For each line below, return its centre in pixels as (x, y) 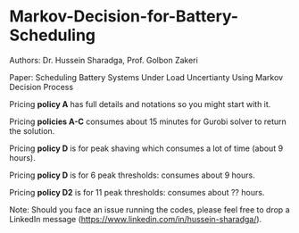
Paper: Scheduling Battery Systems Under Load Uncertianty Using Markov (146, 77)
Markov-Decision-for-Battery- (124, 17)
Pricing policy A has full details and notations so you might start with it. (140, 104)
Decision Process (42, 87)
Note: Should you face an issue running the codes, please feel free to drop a (149, 209)
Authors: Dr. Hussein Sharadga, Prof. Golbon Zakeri (104, 60)
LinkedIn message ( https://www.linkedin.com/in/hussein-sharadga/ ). (136, 219)
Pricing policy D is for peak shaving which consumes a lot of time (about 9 (146, 148)
